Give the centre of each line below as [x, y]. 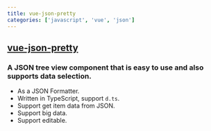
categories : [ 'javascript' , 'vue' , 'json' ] [71, 20]
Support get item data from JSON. [66, 106]
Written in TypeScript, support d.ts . [68, 99]
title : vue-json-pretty [42, 13]
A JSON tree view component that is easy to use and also [105, 68]
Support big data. [42, 113]
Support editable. [42, 121]
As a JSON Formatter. [48, 91]
